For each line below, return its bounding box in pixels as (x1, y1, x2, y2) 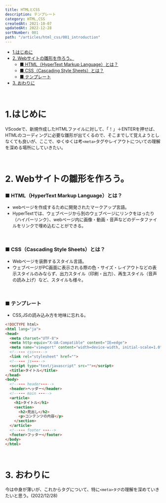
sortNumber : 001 (5, 30, 39, 35)
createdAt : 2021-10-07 (5, 21, 52, 26)
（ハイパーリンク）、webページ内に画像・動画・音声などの (12, 217, 131, 223)
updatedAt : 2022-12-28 (5, 26, 52, 31)
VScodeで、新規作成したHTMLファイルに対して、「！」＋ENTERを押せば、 (5, 126, 158, 132)
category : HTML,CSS (5, 16, 45, 21)
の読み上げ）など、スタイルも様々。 (12, 276, 86, 282)
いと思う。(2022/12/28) (9, 493, 58, 499)
